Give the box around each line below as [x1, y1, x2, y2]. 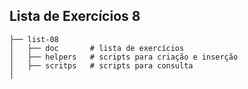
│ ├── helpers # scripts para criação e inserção [9, 52, 239, 62]
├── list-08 [9, 34, 59, 44]
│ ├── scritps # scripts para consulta [9, 60, 194, 71]
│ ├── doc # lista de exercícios [9, 43, 185, 53]
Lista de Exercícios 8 [9, 8, 141, 25]
